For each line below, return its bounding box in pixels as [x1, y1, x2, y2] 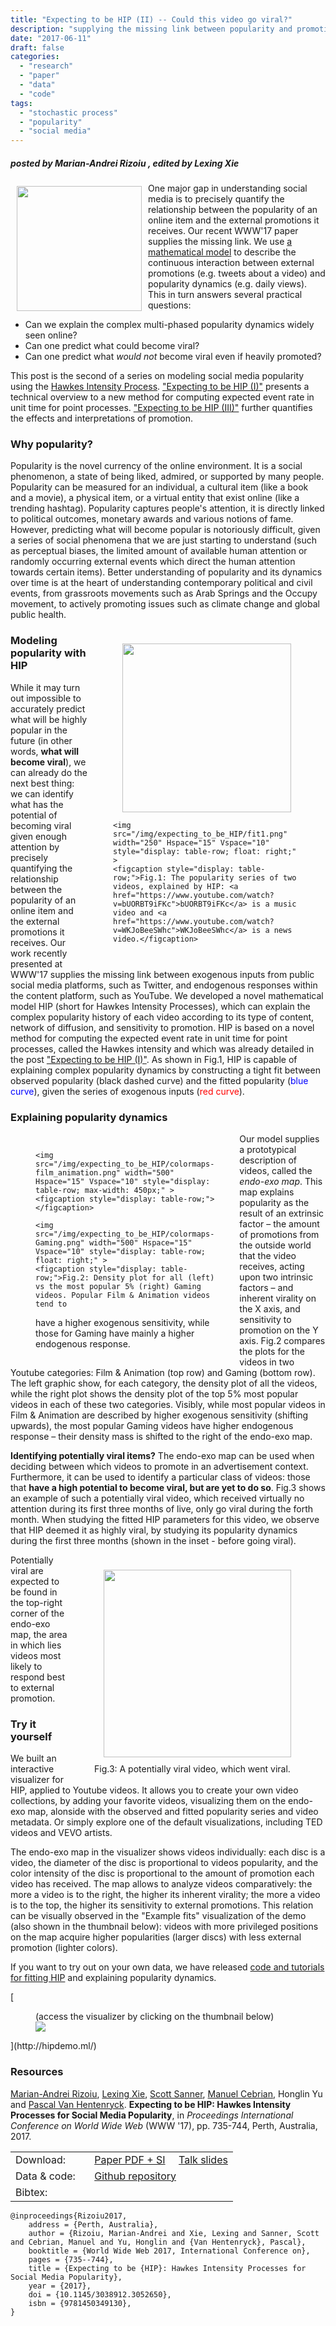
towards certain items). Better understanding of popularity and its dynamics [10, 566, 323, 578]
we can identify [10, 787, 74, 800]
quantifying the [10, 862, 73, 874]
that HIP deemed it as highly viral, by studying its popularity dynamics [10, 1524, 298, 1536]
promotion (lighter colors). [10, 1942, 118, 1954]
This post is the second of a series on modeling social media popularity [10, 370, 305, 382]
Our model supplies [239, 1132, 320, 1145]
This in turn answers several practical [148, 289, 303, 301]
